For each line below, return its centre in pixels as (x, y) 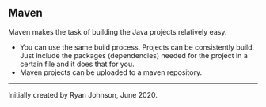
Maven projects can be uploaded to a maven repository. (111, 72)
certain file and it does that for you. (77, 64)
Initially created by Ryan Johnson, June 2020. (83, 94)
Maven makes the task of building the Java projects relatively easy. (118, 31)
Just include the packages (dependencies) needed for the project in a (133, 55)
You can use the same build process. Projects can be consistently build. (137, 47)
